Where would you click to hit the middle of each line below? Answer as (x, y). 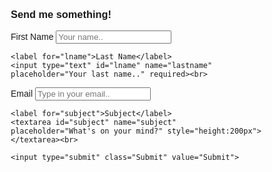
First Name (32, 37)
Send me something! (61, 14)
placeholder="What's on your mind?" (87, 131)
